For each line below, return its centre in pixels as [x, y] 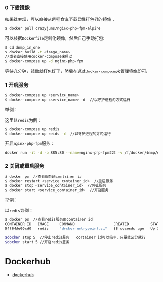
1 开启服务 [17, 85]
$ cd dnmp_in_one [23, 48]
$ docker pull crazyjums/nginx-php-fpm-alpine [53, 28]
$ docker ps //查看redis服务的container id [49, 220]
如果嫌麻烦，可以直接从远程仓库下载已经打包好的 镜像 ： [60, 19]
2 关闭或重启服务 [25, 166]
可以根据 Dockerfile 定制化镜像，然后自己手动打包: [55, 38]
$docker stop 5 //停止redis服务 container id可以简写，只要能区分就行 [75, 237]
